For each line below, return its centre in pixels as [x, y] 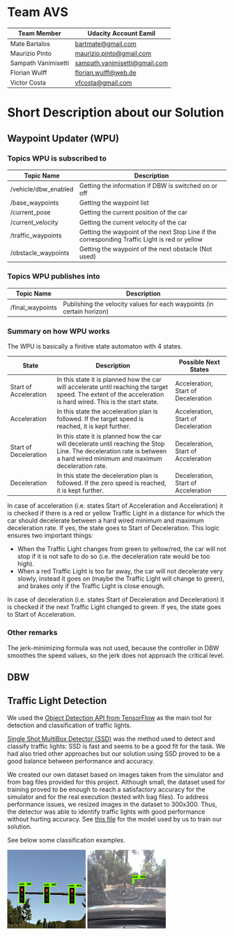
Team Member [40, 34]
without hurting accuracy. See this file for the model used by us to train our [115, 819]
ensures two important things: [50, 536]
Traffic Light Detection [57, 701]
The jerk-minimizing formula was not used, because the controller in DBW [113, 648]
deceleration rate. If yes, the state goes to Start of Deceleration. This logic [114, 528]
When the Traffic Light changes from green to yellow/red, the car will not [122, 549]
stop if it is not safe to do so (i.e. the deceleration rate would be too [114, 557]
